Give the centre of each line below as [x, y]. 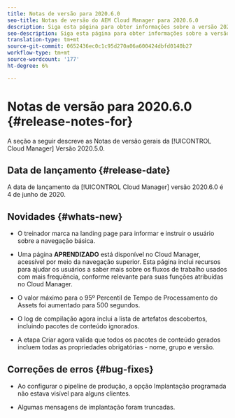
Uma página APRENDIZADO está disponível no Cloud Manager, [109, 255]
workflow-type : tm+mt [39, 53]
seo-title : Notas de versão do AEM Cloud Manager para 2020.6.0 [103, 20]
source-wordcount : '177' [43, 60]
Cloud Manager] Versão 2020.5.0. [56, 148]
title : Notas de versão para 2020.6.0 [64, 14]
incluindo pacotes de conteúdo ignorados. [78, 326]
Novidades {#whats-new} [65, 217]
